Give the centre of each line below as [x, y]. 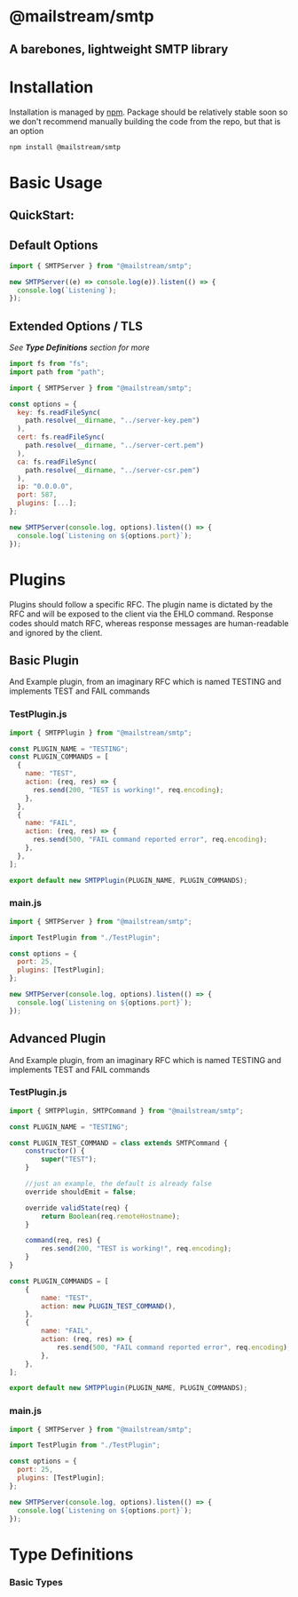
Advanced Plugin [58, 1039]
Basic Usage [56, 183]
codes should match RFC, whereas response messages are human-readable [149, 623]
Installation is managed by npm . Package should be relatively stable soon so [149, 112]
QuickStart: [42, 215]
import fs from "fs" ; [49, 364]
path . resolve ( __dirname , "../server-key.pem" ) [113, 421]
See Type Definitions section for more [80, 347]
